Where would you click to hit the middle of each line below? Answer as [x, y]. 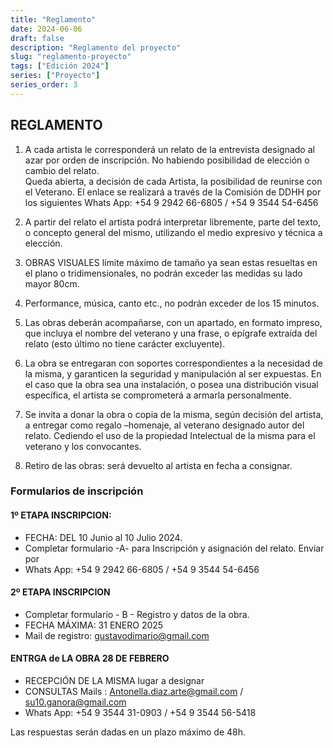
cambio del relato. [62, 170]
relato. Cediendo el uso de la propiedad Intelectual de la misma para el [170, 435]
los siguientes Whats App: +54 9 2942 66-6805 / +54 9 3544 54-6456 [171, 202]
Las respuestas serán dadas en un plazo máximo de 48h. [128, 732]
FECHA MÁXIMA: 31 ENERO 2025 [94, 625]
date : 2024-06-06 [46, 29]
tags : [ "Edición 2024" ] [60, 66]
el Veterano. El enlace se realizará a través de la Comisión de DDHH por [173, 192]
